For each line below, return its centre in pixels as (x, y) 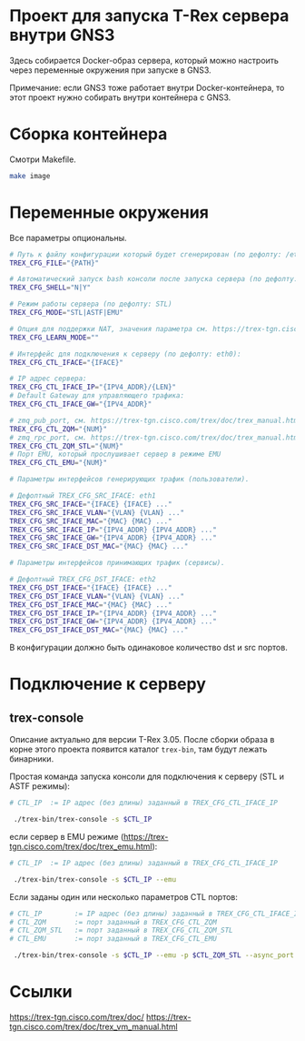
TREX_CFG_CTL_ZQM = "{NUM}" (58, 429)
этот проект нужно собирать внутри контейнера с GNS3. (120, 97)
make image (30, 176)
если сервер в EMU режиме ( (67, 836)
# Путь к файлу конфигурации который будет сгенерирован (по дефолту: (146, 254)
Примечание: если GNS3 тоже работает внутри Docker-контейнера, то (147, 87)
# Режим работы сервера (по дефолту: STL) (91, 304)
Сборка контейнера (89, 134)
